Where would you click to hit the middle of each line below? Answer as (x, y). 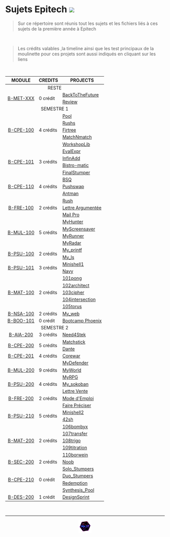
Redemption (75, 483)
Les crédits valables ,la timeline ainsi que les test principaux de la (86, 48)
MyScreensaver (79, 229)
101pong (72, 278)
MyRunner (73, 236)
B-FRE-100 (21, 208)
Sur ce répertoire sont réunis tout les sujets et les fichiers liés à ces (88, 23)
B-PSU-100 (21, 254)
